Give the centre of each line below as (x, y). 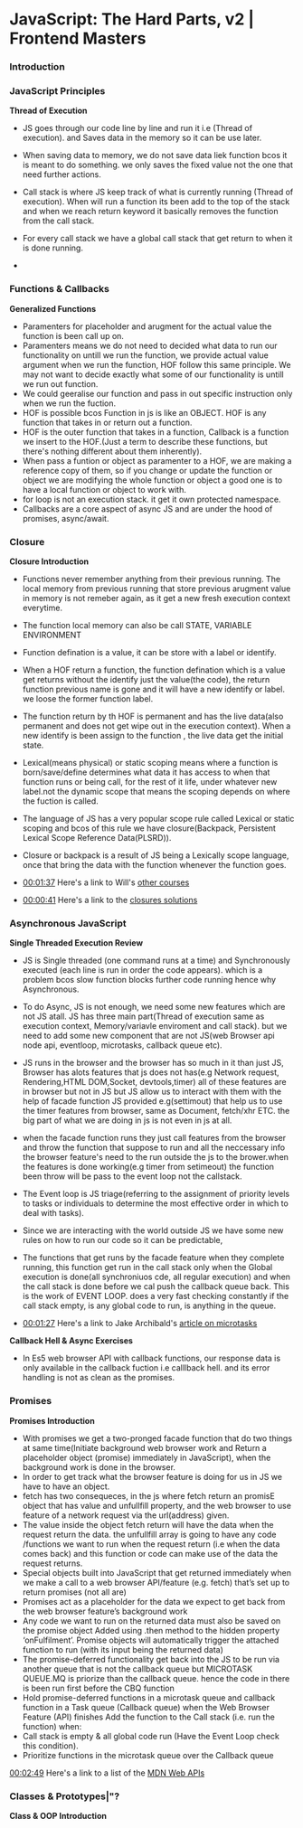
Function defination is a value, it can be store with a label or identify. (150, 652)
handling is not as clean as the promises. (98, 1378)
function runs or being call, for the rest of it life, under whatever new (150, 782)
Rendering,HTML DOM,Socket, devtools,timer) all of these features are (154, 1082)
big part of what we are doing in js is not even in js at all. (127, 1120)
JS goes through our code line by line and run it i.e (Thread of (137, 128)
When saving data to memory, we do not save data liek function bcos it (155, 155)
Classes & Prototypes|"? (65, 1796)
